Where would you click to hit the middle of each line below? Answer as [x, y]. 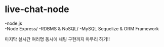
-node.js [13, 23]
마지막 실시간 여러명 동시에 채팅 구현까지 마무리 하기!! [57, 39]
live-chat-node [37, 9]
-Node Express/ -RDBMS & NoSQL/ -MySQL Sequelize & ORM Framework [82, 28]
